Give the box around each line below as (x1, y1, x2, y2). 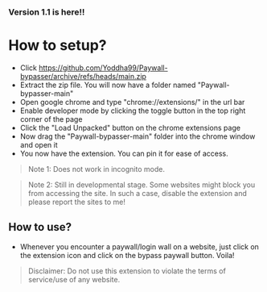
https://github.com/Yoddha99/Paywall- (39, 63, 168, 73)
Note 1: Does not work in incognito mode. (27, 164, 165, 173)
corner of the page (19, 114, 83, 123)
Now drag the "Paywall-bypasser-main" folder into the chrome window (19, 131, 256, 141)
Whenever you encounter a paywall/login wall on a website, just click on (19, 241, 260, 252)
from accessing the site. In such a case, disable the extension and (27, 188, 248, 198)
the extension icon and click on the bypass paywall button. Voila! (19, 250, 235, 260)
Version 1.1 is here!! (8, 6, 85, 18)
